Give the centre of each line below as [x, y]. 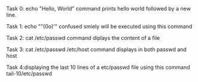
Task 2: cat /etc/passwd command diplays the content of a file [83, 38]
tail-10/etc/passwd [29, 73]
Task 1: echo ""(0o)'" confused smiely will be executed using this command [99, 26]
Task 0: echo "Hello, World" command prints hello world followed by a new [99, 9]
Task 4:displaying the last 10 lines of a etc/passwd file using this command [98, 67]
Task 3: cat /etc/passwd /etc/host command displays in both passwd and [96, 49]
